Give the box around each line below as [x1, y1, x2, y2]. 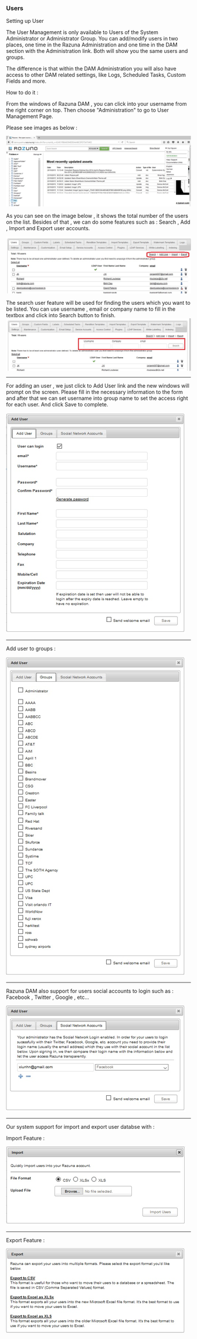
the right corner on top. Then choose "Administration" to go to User [6, 107, 169, 114]
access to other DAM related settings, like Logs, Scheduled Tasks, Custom [6, 72, 186, 79]
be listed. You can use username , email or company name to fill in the [6, 305, 176, 312]
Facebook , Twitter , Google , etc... [6, 994, 90, 1001]
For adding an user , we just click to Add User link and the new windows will [6, 382, 189, 389]
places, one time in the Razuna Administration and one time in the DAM [6, 41, 178, 48]
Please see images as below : [6, 125, 78, 132]
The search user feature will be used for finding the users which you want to [6, 299, 191, 306]
